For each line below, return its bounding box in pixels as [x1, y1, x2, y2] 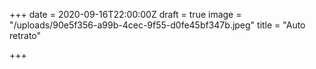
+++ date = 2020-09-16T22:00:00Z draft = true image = [9, 9, 242, 20]
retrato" [9, 30, 42, 41]
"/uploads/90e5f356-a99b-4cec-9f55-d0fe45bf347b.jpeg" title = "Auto [9, 19, 306, 31]
